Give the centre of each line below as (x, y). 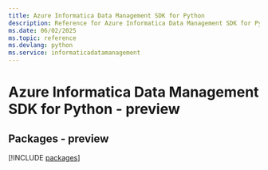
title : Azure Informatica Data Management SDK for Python (106, 16)
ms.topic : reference (43, 38)
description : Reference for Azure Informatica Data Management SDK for (130, 23)
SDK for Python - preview (95, 109)
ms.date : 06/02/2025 (43, 30)
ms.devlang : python (41, 45)
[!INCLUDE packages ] (44, 158)
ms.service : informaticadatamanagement (75, 53)
